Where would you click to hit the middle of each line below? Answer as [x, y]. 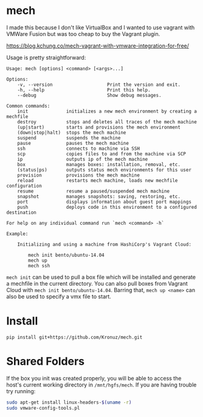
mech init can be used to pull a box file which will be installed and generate [101, 277]
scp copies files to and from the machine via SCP [102, 154]
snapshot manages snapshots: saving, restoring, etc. [99, 196]
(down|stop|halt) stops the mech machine [72, 132]
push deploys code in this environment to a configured [107, 207]
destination [21, 212]
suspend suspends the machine [69, 138]
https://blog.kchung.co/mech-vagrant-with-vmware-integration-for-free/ [98, 46]
